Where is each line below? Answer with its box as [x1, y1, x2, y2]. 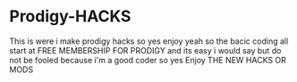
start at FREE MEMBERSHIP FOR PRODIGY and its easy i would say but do [9, 45, 282, 55]
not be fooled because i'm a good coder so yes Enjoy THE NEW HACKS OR [9, 54, 286, 65]
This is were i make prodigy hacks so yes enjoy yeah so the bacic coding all [9, 36, 289, 46]
